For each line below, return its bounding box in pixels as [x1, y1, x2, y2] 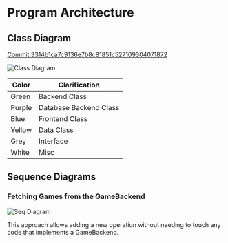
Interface [39, 136, 68, 146]
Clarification [58, 81, 100, 89]
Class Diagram [7, 32, 71, 44]
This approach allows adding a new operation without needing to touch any [7, 220, 221, 229]
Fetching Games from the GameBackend [7, 191, 146, 201]
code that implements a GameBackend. [7, 228, 119, 236]
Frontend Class [39, 114, 88, 123]
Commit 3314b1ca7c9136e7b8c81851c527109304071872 [7, 50, 167, 59]
